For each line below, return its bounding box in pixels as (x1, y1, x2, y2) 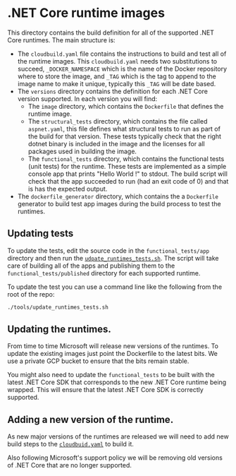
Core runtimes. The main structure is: (7, 35, 116, 44)
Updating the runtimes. (7, 323, 111, 335)
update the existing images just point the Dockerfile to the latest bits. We (7, 350, 218, 358)
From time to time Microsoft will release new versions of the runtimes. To (7, 342, 218, 350)
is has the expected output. (27, 184, 108, 193)
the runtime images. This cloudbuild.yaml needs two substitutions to (17, 56, 217, 65)
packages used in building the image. (27, 147, 137, 155)
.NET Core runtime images (7, 5, 166, 21)
